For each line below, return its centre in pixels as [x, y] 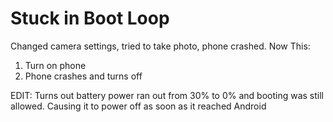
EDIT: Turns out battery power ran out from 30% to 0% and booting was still [167, 95]
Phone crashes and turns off [83, 76]
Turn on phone [55, 65]
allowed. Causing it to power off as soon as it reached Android [138, 106]
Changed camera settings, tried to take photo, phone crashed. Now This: [160, 46]
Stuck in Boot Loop [90, 18]
